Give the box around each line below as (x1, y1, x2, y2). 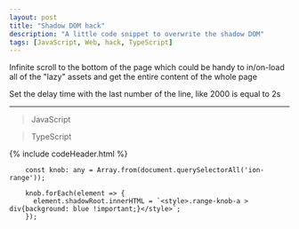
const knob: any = (25, 166, 93, 175)
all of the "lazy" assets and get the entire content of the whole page (9, 72, 258, 83)
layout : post (9, 12, 58, 22)
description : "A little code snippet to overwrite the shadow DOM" (9, 29, 265, 38)
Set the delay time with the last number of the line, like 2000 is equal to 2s (9, 89, 281, 99)
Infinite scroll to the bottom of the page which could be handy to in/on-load (9, 62, 285, 73)
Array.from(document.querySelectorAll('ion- (96, 166, 265, 175)
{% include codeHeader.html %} (9, 148, 128, 160)
